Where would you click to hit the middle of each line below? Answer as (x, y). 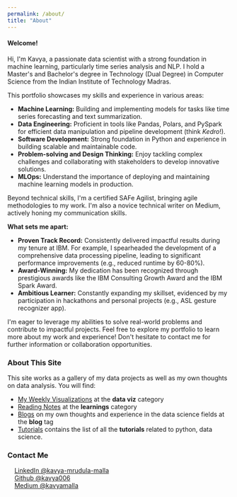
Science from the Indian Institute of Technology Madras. (89, 81)
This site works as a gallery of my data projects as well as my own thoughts (117, 378)
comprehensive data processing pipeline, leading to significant (109, 255)
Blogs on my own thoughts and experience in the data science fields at (121, 414)
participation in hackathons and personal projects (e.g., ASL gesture (117, 300)
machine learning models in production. (75, 184)
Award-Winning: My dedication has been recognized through (108, 270)
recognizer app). (42, 308)
